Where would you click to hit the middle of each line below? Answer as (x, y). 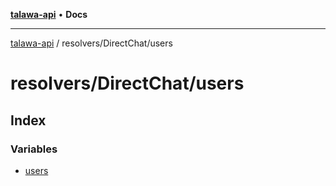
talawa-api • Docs (49, 14)
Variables (34, 149)
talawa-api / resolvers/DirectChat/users (91, 43)
